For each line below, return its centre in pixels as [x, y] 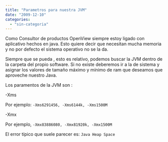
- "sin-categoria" [29, 24]
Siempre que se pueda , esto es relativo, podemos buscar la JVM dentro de [84, 59]
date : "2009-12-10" [26, 15]
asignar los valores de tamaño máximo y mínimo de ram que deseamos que [84, 70]
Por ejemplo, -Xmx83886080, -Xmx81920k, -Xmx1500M [59, 124]
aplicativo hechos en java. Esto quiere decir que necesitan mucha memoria [83, 44]
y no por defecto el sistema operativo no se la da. [57, 49]
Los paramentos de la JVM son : [39, 85]
